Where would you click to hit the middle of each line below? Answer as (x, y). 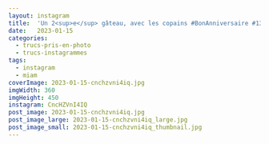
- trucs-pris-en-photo (53, 46)
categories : (28, 38)
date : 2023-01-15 (41, 30)
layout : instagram (39, 16)
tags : (17, 61)
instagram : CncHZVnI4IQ (48, 105)
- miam (26, 75)
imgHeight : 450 (34, 98)
